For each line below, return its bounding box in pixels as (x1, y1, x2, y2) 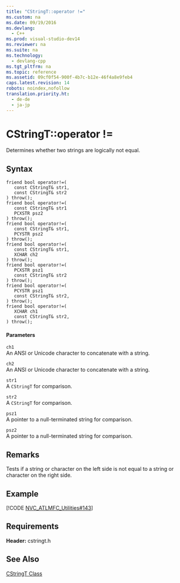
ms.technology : (6, 53, 44, 58)
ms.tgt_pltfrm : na (6, 63, 51, 70)
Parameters (6, 331, 35, 338)
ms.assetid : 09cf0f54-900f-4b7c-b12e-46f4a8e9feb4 (6, 74, 133, 80)
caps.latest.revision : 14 (6, 80, 69, 86)
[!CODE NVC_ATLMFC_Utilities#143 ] (6, 505, 94, 512)
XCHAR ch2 (14, 252, 38, 258)
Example (6, 489, 39, 499)
